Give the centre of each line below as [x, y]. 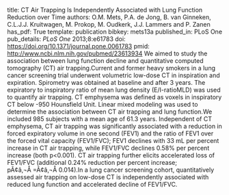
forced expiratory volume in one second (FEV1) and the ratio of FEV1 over [110, 133]
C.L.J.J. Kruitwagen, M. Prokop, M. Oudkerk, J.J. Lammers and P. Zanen [109, 24]
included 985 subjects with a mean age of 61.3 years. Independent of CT [109, 119]
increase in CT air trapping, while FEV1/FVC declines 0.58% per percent [108, 148]
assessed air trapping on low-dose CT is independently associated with [108, 177]
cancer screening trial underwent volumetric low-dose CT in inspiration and [113, 75]
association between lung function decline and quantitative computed [105, 61]
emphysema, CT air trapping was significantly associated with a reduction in [114, 126]
